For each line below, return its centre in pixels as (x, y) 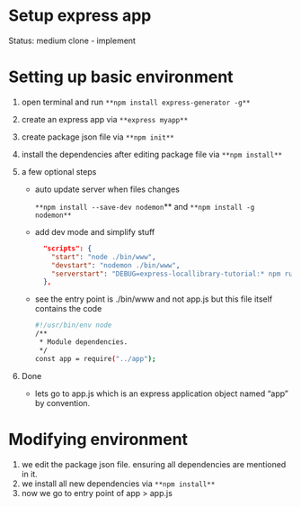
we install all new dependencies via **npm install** (118, 484)
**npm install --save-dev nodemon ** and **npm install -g (145, 206)
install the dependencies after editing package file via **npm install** (152, 154)
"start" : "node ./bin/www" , (104, 257)
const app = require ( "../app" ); (95, 358)
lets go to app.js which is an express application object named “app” (161, 394)
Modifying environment (98, 439)
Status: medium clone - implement (72, 41)
